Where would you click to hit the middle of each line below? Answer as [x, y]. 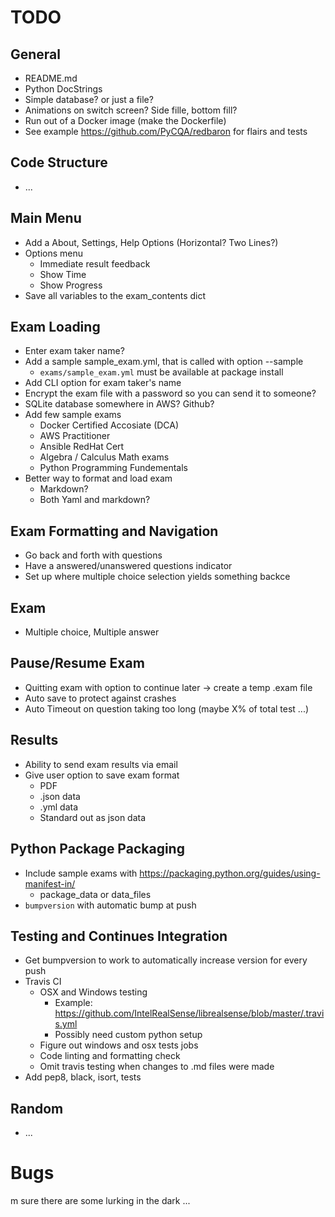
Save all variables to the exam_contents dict [115, 295]
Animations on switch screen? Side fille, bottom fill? [131, 110]
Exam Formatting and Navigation [114, 531]
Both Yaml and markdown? [95, 500]
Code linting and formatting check [110, 1056]
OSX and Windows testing [93, 992]
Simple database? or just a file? [89, 99]
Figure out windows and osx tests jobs [119, 1045]
